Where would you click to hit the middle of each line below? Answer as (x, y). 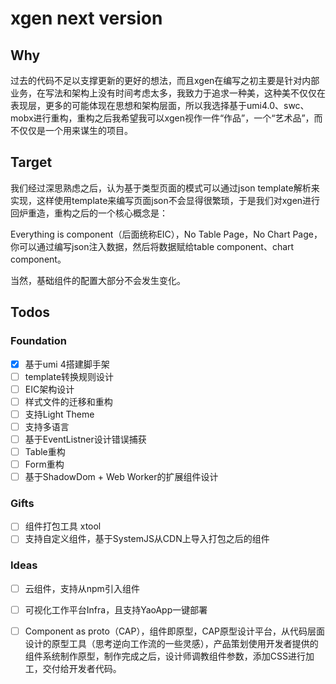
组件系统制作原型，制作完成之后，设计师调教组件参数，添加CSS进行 (165, 656)
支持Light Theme (59, 414)
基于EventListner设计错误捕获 (85, 439)
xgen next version (86, 18)
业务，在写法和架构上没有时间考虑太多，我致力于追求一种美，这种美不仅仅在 (168, 93)
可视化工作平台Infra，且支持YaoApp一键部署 (116, 609)
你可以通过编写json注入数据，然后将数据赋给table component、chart (152, 246)
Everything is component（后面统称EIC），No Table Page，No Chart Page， (166, 234)
